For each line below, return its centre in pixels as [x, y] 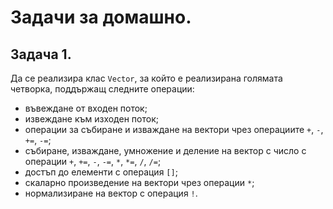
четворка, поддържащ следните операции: [102, 89]
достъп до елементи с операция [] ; [101, 172]
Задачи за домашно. [101, 17]
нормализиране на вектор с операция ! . [111, 193]
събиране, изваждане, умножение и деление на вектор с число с [165, 150]
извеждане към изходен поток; [91, 119]
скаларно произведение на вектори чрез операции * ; [139, 182]
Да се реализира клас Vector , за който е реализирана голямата [146, 78]
